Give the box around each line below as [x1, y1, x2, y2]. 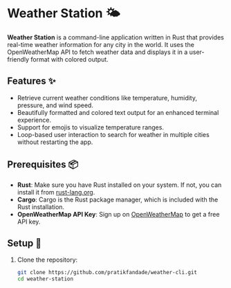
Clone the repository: [17, 255, 78, 264]
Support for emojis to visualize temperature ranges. [17, 123, 165, 132]
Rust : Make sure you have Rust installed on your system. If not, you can [17, 181, 222, 189]
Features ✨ [7, 75, 56, 87]
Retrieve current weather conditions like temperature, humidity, [17, 93, 197, 102]
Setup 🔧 [7, 237, 42, 249]
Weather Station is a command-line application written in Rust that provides [7, 33, 225, 42]
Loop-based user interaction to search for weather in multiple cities [17, 130, 210, 138]
